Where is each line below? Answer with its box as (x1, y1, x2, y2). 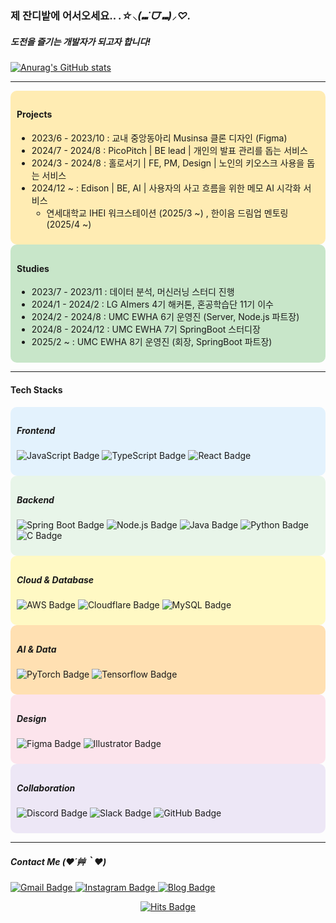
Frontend (16, 425, 56, 437)
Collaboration (16, 782, 76, 794)
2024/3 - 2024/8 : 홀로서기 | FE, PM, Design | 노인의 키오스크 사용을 (31, 157, 305, 169)
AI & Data (16, 643, 57, 655)
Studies (16, 262, 50, 274)
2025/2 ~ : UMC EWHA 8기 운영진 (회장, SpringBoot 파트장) (31, 336, 273, 348)
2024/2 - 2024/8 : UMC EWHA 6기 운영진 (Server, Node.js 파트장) (31, 311, 300, 323)
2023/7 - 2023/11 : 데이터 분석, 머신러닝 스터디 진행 (31, 286, 235, 298)
